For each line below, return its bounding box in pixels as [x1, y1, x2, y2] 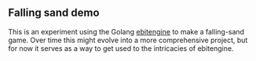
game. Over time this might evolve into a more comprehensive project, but [8, 35, 248, 45]
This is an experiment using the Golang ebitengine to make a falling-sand [8, 27, 245, 36]
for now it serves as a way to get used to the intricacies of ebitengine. [8, 43, 234, 53]
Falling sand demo [8, 6, 100, 20]
